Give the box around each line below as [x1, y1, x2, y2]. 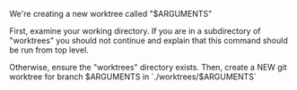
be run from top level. [9, 45, 90, 55]
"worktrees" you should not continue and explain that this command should [9, 36, 289, 45]
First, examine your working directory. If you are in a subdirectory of [9, 26, 261, 36]
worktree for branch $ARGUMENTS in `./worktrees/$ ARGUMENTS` [9, 71, 258, 82]
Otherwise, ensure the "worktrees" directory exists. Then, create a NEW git [9, 62, 287, 72]
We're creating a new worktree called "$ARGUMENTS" [9, 9, 213, 19]
